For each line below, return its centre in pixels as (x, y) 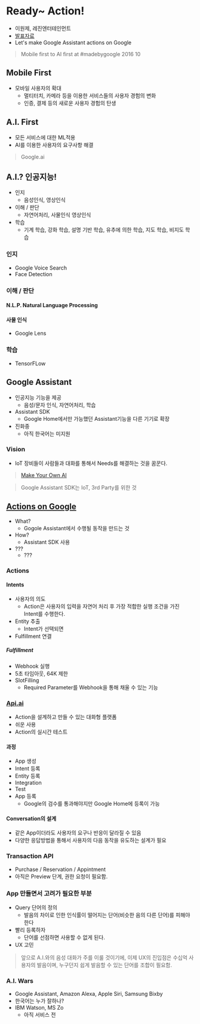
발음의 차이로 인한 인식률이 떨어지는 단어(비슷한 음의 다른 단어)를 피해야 (107, 915)
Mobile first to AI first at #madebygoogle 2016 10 (81, 54)
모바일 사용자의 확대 (38, 88)
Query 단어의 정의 (36, 907)
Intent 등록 (27, 769)
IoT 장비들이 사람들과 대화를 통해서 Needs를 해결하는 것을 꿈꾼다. (91, 463)
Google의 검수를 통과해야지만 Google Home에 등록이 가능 (92, 804)
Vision (16, 450)
